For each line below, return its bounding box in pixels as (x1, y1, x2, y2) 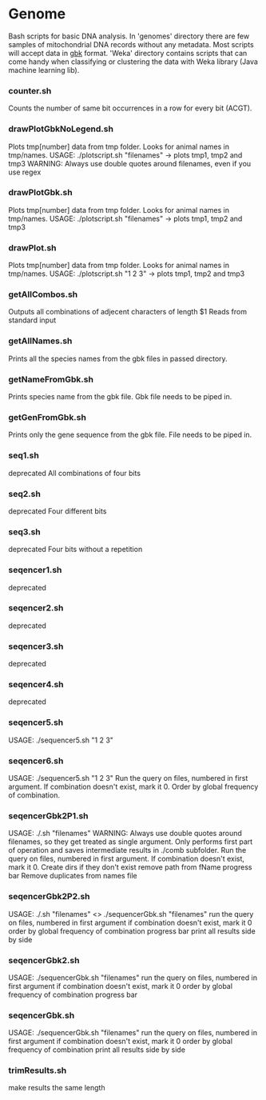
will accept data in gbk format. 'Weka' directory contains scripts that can (8, 48, 248, 58)
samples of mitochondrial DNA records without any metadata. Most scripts (8, 39, 254, 49)
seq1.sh (8, 450, 40, 461)
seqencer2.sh (8, 602, 64, 614)
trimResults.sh (8, 1065, 67, 1076)
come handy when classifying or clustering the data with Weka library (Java (8, 57, 258, 66)
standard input (8, 315, 57, 325)
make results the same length (8, 1083, 105, 1093)
